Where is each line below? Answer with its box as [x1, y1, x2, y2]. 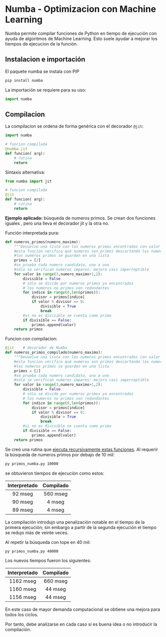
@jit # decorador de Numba [5, 345, 68, 350]
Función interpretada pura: [5, 230, 59, 236]
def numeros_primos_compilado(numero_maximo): [5, 350, 103, 355]
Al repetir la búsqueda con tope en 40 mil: [5, 539, 91, 545]
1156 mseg [9, 594, 37, 601]
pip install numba [5, 78, 43, 83]
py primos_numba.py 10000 [5, 461, 58, 466]
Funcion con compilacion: [5, 336, 58, 342]
